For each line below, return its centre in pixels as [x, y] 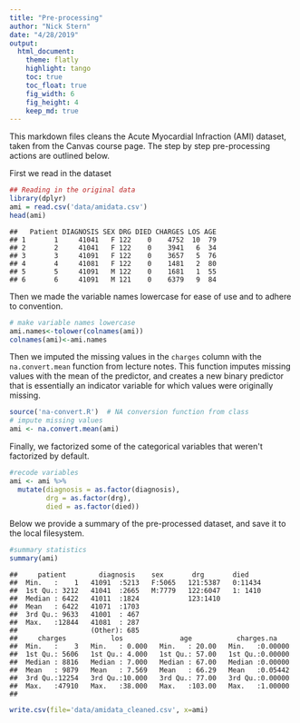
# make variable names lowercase [73, 322]
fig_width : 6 [50, 94]
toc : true [44, 77]
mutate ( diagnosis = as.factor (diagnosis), [99, 490]
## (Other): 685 [75, 631]
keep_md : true [52, 111]
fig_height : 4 [52, 102]
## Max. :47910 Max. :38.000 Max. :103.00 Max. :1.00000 [150, 687]
